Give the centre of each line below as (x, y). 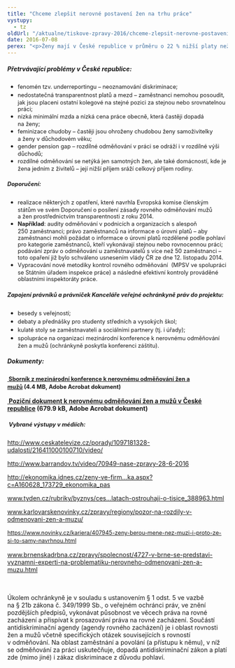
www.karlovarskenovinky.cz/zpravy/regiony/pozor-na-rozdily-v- (100, 512)
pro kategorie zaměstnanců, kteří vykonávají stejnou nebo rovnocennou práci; (120, 245)
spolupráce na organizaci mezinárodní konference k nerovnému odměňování (119, 338)
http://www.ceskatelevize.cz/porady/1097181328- (79, 443)
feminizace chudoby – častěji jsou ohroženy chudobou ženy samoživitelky (115, 131)
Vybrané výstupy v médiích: (47, 425)
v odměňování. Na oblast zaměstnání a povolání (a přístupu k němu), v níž (114, 643)
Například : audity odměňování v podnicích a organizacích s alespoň (107, 224)
